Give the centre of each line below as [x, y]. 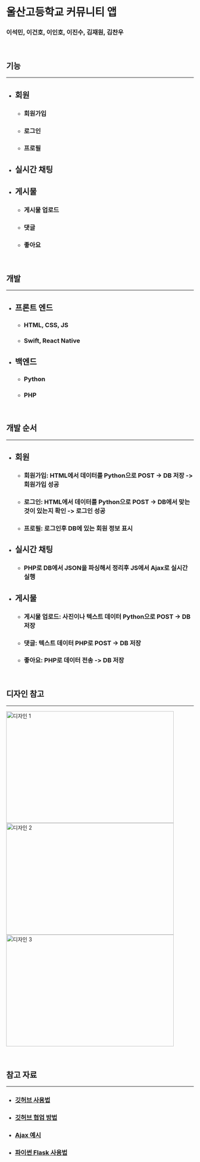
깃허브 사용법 [32, 1100]
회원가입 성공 [41, 484]
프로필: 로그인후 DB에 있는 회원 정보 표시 [78, 528]
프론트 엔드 [34, 307]
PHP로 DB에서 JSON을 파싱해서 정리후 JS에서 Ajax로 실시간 [106, 568]
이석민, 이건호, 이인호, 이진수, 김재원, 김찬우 [65, 32]
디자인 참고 [25, 694]
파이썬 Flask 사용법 [41, 1152]
